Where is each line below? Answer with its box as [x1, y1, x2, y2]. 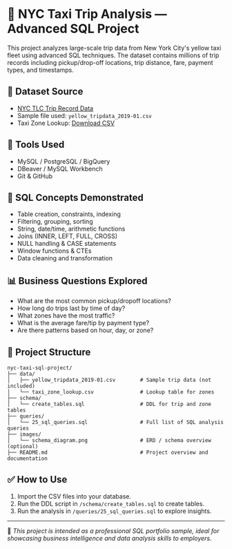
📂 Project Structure [7, 346, 91, 358]
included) [7, 383, 36, 389]
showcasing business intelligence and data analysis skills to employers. [7, 534, 212, 542]
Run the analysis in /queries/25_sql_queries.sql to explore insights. [17, 507, 212, 515]
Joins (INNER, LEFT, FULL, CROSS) [17, 232, 118, 240]
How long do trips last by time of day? [17, 304, 126, 313]
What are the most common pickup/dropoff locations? [17, 297, 171, 305]
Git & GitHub [17, 172, 53, 180]
